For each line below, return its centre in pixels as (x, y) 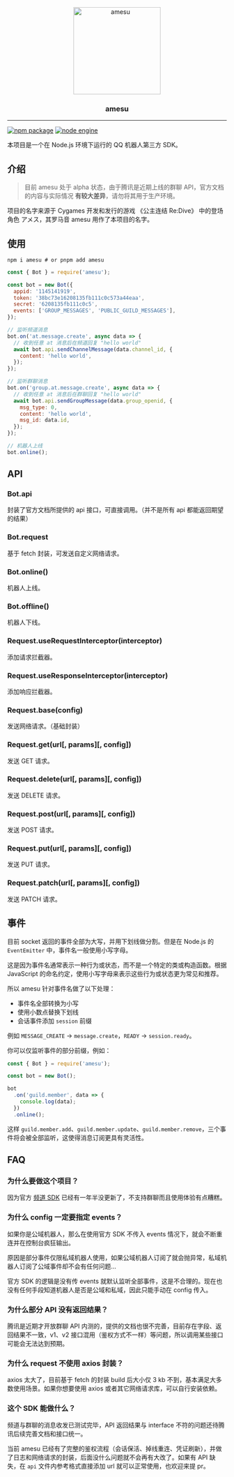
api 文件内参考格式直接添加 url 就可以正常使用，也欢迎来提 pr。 (118, 1466)
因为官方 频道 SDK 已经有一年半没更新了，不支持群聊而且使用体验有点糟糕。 (117, 1198)
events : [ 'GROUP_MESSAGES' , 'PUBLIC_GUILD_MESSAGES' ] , (95, 311)
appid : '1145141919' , (45, 291)
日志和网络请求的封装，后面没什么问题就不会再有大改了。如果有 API (110, 1457)
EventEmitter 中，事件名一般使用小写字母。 (70, 950)
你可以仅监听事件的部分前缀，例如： (59, 1050)
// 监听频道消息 (28, 330)
